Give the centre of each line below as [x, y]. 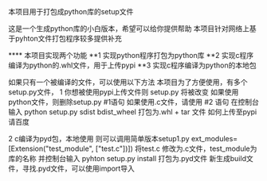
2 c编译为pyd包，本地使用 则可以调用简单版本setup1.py [99, 139]
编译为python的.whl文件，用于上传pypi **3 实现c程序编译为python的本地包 [132, 65]
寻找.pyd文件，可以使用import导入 [79, 168]
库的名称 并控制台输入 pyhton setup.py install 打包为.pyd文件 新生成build [128, 158]
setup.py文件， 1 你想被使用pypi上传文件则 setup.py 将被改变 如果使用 [124, 92]
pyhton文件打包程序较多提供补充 [68, 39]
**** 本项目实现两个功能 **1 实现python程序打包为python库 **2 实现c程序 [131, 55]
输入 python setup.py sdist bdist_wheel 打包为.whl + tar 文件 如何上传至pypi [133, 112]
